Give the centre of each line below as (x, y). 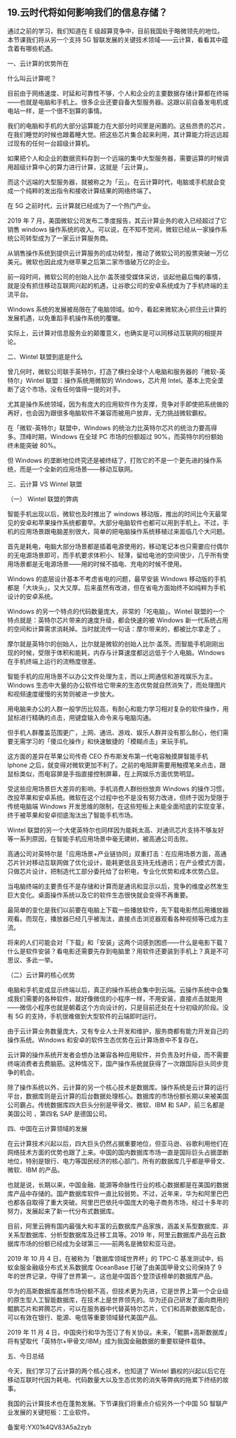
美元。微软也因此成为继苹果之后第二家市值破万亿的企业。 (90, 261)
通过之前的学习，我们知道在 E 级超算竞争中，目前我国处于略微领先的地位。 (116, 31)
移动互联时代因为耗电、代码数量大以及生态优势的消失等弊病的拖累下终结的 (115, 1380)
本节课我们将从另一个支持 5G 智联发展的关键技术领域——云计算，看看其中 (115, 39)
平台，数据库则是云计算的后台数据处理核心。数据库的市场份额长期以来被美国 (118, 1096)
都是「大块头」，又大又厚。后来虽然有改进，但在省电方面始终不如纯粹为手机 (117, 587)
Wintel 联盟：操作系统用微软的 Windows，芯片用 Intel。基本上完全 (122, 380)
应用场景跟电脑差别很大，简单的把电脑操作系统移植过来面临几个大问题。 (124, 531)
